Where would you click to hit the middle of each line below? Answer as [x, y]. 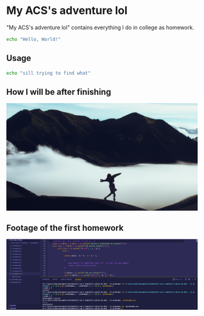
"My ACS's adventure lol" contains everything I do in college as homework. [100, 27]
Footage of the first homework [65, 228]
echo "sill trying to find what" [49, 73]
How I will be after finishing [59, 92]
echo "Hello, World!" [34, 39]
